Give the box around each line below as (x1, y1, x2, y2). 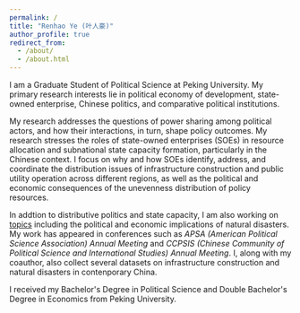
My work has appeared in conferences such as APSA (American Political (9, 229, 278, 239)
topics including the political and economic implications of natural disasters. (9, 219, 289, 230)
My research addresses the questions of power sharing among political (9, 116, 272, 126)
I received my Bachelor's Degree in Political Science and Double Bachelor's (9, 284, 288, 294)
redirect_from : (9, 38, 66, 48)
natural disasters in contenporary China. (9, 266, 158, 277)
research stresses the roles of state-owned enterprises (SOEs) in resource (9, 135, 285, 145)
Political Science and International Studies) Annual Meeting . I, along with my (9, 248, 292, 258)
